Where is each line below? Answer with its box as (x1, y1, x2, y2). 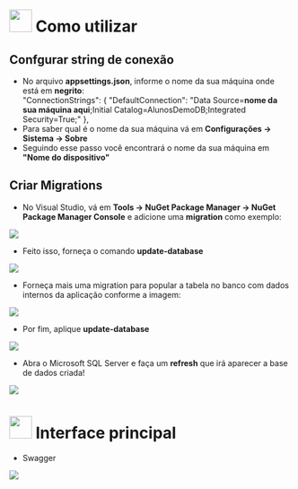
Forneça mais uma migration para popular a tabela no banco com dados (22, 279, 290, 291)
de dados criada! (22, 367, 85, 378)
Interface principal (35, 423, 177, 443)
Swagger (22, 452, 57, 463)
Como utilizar (35, 16, 138, 37)
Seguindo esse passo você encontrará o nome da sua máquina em (22, 143, 270, 153)
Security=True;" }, (22, 114, 90, 125)
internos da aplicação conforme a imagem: (22, 289, 181, 300)
